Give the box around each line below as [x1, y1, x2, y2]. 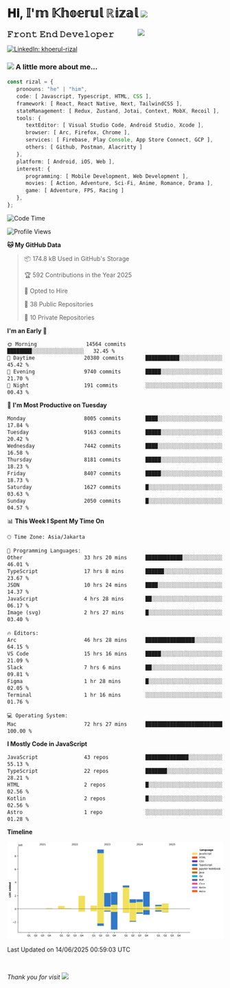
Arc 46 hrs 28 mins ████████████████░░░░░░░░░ [7, 636, 223, 643]
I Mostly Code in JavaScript [7, 739, 88, 748]
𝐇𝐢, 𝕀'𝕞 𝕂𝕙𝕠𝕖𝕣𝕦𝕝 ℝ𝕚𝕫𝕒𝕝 [7, 5, 139, 21]
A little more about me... [15, 62, 98, 71]
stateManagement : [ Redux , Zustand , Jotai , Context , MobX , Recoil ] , [16, 107, 220, 114]
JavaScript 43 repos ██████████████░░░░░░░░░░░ [7, 754, 223, 761]
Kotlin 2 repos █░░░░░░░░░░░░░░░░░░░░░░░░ [7, 795, 223, 802]
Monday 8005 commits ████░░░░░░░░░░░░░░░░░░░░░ [7, 415, 223, 422]
